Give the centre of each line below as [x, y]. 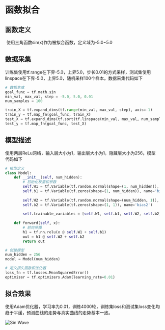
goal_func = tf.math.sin [30, 92]
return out [34, 241]
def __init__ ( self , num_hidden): [48, 178]
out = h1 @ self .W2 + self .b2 [54, 237]
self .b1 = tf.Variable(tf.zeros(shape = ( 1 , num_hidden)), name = [89, 191]
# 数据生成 [15, 87]
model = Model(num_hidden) [33, 259]
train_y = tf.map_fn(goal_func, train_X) [48, 115]
